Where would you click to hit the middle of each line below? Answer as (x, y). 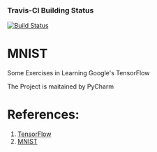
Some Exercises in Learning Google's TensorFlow (78, 73)
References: (43, 115)
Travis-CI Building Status (51, 10)
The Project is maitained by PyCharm (60, 86)
